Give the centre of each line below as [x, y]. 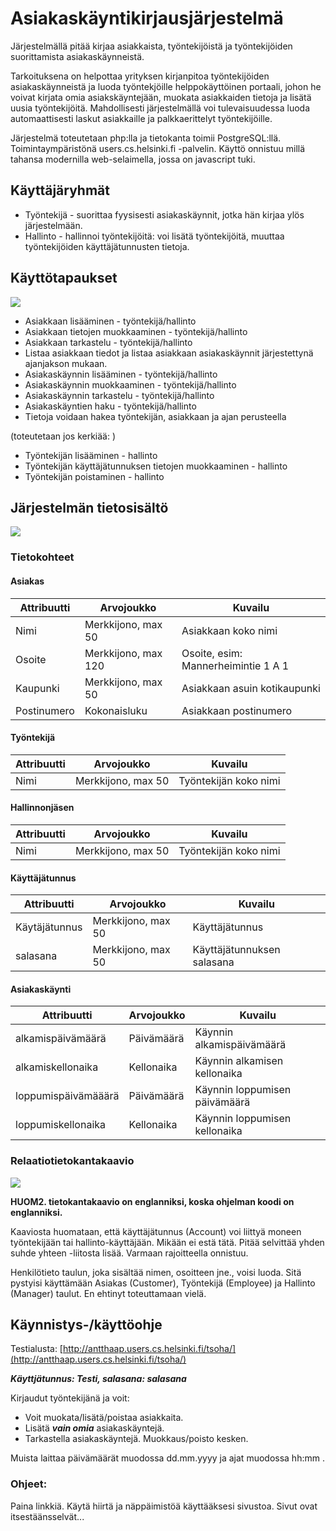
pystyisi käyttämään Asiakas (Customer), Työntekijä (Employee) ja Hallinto [163, 1283]
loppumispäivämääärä [67, 1096]
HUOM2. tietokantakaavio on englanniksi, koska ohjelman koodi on [152, 1201]
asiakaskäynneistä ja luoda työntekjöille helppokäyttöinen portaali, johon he [166, 86]
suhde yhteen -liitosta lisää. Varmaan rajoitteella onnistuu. [129, 1253]
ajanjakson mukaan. [66, 363]
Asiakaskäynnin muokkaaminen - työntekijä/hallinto [130, 384]
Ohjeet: [29, 1484]
